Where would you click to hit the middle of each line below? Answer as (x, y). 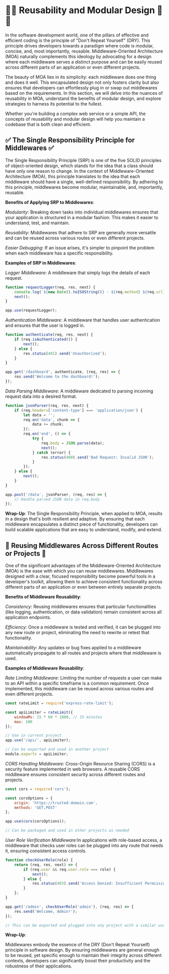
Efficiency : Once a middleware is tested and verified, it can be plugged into (83, 627)
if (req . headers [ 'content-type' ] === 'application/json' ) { (78, 410)
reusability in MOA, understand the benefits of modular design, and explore (83, 98)
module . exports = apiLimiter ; (37, 754)
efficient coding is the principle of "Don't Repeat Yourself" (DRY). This (78, 40)
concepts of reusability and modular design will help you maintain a (75, 119)
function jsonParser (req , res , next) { (47, 405)
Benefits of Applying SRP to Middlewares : (50, 202)
